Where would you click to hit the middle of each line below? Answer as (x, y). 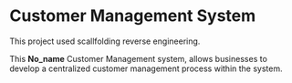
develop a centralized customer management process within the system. (146, 68)
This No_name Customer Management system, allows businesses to (138, 58)
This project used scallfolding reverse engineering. (105, 41)
